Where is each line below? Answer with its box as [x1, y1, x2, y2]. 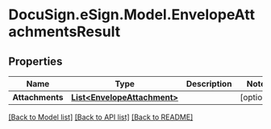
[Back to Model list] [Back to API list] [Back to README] [8, 112, 194, 122]
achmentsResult [8, 22, 121, 41]
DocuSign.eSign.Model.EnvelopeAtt [8, 6, 256, 24]
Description [186, 79, 232, 89]
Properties [8, 54, 63, 68]
